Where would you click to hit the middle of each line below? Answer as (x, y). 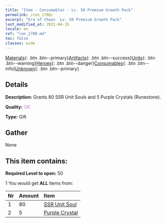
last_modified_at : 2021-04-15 (37, 24)
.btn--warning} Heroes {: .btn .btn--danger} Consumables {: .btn (71, 63)
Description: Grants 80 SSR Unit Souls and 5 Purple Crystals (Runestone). (83, 97)
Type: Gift (16, 117)
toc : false (17, 39)
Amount (29, 196)
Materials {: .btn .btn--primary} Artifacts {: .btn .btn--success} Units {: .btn (80, 58)
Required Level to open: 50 (34, 174)
